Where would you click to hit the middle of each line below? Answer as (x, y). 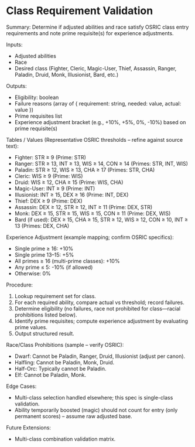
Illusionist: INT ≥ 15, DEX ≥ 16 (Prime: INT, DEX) (71, 195)
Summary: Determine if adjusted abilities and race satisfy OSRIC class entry (97, 27)
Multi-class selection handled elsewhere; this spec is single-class (94, 397)
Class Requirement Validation (80, 11)
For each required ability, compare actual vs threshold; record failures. (99, 302)
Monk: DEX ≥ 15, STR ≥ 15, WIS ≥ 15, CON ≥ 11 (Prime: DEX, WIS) (93, 213)
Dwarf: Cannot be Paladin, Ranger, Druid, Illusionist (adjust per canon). (100, 356)
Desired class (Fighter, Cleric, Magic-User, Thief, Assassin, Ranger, (95, 68)
